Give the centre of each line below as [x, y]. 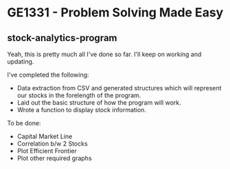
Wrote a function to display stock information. [81, 110]
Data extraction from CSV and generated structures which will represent [119, 88]
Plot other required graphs [54, 158]
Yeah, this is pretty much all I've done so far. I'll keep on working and [104, 54]
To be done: [24, 123]
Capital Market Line [45, 136]
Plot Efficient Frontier [47, 151]
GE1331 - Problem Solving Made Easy [115, 13]
